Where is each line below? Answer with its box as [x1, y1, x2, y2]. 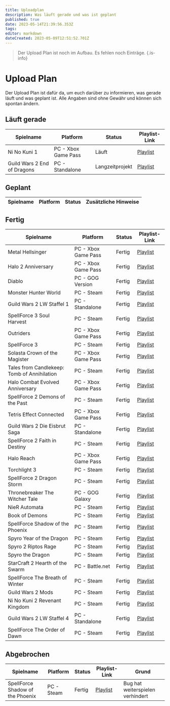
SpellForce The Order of [8, 626, 65, 633]
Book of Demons [8, 512, 48, 519]
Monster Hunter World [8, 289, 61, 296]
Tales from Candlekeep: [8, 364, 64, 371]
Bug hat [123, 680, 142, 687]
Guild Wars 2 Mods [8, 589, 53, 596]
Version [74, 281, 93, 288]
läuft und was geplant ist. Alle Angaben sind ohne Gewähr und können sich [5, 95, 162, 101]
